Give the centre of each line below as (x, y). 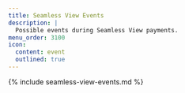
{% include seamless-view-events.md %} (76, 82)
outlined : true (40, 60)
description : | (33, 23)
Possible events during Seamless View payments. (97, 30)
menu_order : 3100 (37, 37)
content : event (40, 52)
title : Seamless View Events (56, 15)
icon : (17, 45)
